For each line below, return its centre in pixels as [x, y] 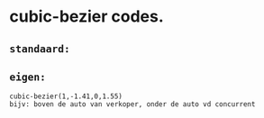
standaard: [40, 49]
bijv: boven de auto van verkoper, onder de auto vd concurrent [132, 104]
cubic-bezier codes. [86, 17]
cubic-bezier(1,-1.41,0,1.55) [66, 96]
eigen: [28, 77]
